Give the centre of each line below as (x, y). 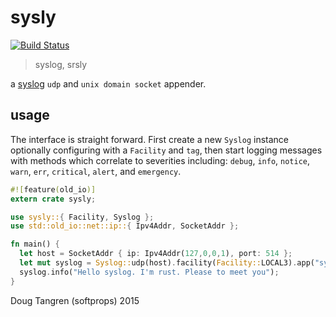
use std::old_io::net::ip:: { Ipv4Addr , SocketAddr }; (125, 226)
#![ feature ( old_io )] (53, 189)
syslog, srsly (61, 64)
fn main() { (35, 244)
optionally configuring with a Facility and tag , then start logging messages (166, 150)
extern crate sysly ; (53, 199)
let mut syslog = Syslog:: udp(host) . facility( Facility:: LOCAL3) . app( (167, 263)
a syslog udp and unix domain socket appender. (108, 83)
